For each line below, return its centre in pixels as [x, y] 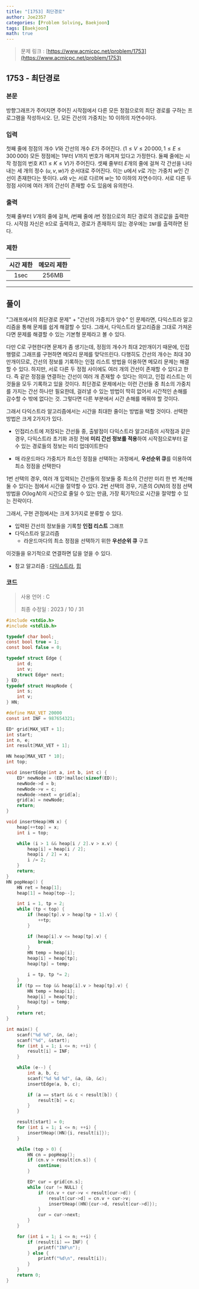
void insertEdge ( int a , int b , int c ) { [57, 773]
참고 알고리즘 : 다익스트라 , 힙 [48, 565]
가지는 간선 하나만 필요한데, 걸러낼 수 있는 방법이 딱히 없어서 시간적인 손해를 [100, 391]
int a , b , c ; [44, 1073]
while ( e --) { [34, 1068]
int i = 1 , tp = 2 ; [41, 904]
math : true [20, 34]
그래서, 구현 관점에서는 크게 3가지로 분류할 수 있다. [65, 513]
